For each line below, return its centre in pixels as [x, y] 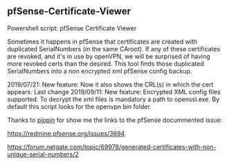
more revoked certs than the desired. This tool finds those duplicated [106, 63]
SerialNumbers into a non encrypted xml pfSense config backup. [100, 71]
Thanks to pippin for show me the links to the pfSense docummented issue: [115, 120]
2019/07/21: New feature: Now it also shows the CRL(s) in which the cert [110, 84]
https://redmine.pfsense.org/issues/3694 [66, 133]
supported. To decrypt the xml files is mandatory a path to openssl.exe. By [113, 99]
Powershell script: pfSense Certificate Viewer [72, 28]
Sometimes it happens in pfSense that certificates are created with [102, 42]
